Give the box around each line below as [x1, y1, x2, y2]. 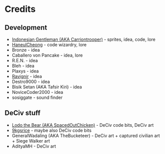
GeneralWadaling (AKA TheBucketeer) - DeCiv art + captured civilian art [11, 133, 160, 139]
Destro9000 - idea [11, 78, 50, 84]
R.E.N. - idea [11, 58, 38, 63]
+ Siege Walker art [11, 138, 50, 144]
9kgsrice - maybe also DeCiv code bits [11, 127, 92, 133]
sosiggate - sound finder [11, 94, 63, 100]
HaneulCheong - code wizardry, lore [11, 42, 87, 48]
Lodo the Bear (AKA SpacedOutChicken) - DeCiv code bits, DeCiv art [11, 122, 154, 128]
